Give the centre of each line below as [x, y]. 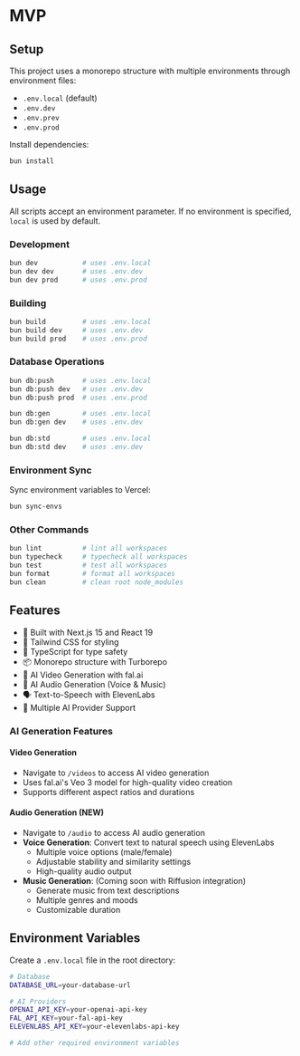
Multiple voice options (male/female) [104, 851]
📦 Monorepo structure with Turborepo [95, 661]
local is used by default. [55, 221]
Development [40, 244]
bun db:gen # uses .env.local [80, 414]
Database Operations [57, 361]
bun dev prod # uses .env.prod [78, 280]
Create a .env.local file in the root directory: [93, 960]
